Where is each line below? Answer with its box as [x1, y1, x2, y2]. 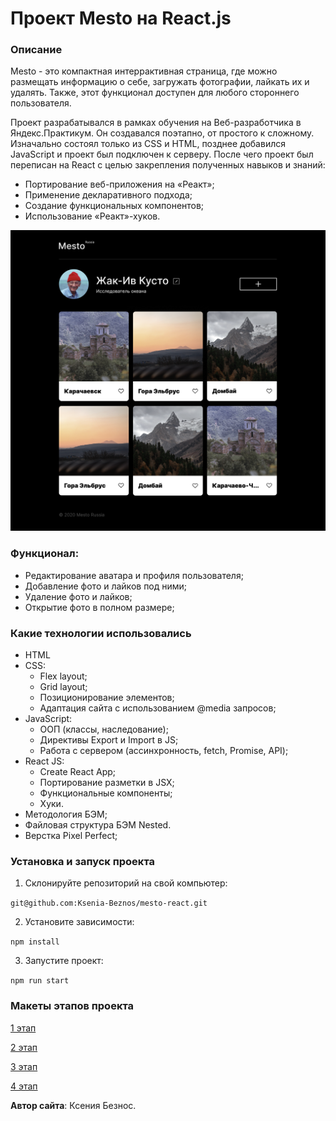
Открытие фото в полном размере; [24, 601, 175, 613]
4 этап [10, 1080, 38, 1092]
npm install [10, 937, 60, 947]
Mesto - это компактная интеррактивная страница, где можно [10, 65, 278, 77]
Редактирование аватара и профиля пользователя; [24, 569, 244, 581]
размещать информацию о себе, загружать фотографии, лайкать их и [10, 76, 310, 88]
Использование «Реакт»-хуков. [24, 210, 161, 222]
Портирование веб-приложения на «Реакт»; [24, 178, 215, 191]
